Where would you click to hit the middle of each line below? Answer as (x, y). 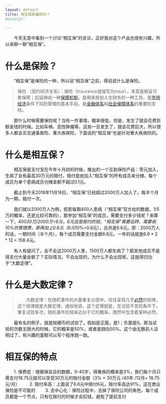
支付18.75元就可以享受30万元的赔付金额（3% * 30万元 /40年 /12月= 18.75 (84, 378)
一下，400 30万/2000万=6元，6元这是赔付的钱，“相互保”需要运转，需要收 (81, 222)
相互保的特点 (31, 357)
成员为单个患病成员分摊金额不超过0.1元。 (47, 182)
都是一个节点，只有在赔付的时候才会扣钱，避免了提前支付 (68, 397)
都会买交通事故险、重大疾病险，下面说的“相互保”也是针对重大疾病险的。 (87, 133)
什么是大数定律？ (40, 285)
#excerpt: (15, 19)
